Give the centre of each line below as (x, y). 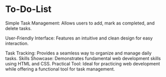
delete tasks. (18, 28)
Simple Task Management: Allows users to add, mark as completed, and (80, 23)
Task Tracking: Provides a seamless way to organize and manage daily (78, 53)
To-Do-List (28, 9)
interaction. (17, 43)
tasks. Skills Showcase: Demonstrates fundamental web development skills (83, 58)
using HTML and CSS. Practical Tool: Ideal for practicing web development (82, 63)
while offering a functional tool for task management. (60, 69)
